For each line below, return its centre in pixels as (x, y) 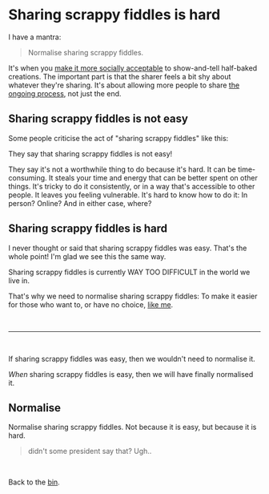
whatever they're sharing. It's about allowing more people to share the (124, 85)
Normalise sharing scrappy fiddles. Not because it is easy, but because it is (132, 427)
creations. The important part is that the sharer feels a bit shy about (120, 76)
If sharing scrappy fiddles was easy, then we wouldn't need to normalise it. (132, 358)
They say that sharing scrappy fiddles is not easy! (90, 153)
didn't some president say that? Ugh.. (90, 451)
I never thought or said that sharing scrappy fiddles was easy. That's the (128, 248)
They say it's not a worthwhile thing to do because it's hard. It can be (122, 169)
